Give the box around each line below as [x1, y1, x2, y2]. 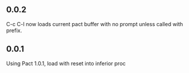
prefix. [6, 27, 23, 34]
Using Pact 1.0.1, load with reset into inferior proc [6, 59, 126, 67]
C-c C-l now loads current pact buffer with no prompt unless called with [6, 20, 184, 27]
